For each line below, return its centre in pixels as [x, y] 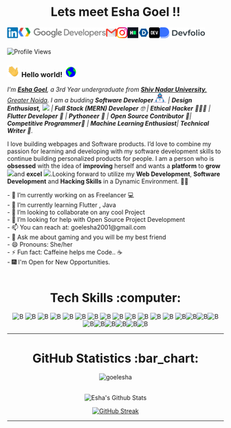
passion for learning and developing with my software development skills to [114, 151]
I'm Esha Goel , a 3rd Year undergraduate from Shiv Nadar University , [107, 89]
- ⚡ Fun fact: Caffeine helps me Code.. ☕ [65, 252]
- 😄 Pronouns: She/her [40, 245]
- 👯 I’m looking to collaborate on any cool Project [76, 212]
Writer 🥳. [20, 131]
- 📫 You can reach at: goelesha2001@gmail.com [77, 227]
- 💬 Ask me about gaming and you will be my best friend [87, 237]
